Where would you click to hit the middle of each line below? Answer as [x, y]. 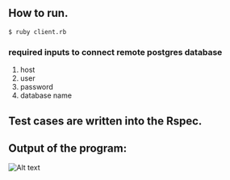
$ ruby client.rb [38, 31]
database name [46, 95]
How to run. [38, 13]
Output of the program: [68, 148]
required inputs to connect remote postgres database [115, 52]
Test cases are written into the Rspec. [105, 121]
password [37, 87]
